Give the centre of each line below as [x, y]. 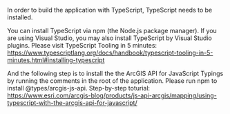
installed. [20, 17]
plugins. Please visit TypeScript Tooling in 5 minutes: [82, 45]
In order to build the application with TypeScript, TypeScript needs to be [110, 10]
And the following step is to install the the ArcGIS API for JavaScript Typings [115, 73]
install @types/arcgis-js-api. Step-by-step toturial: [79, 88]
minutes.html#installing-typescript [56, 60]
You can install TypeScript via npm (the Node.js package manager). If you [112, 31]
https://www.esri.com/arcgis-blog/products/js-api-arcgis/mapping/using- [112, 95]
